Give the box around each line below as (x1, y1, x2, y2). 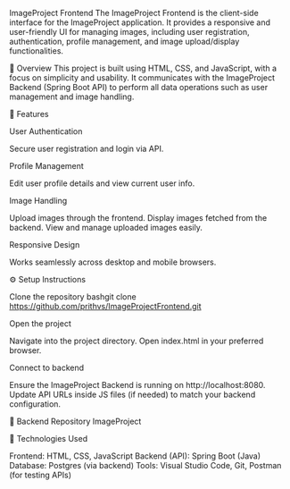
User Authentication (9, 126, 83, 137)
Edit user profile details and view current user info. (9, 178, 195, 189)
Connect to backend (9, 362, 85, 373)
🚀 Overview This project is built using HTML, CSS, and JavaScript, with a (9, 63, 278, 73)
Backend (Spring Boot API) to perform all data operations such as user (9, 82, 269, 92)
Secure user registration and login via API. (9, 143, 164, 154)
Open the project (9, 318, 71, 329)
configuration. (9, 399, 61, 409)
